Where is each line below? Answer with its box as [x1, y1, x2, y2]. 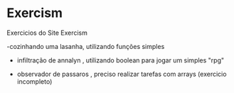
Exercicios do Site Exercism [6, 28, 88, 37]
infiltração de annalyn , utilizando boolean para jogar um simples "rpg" [16, 55, 225, 65]
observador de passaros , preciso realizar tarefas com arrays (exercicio [16, 70, 227, 78]
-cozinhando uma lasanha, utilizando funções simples [6, 42, 165, 50]
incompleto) [16, 77, 53, 86]
